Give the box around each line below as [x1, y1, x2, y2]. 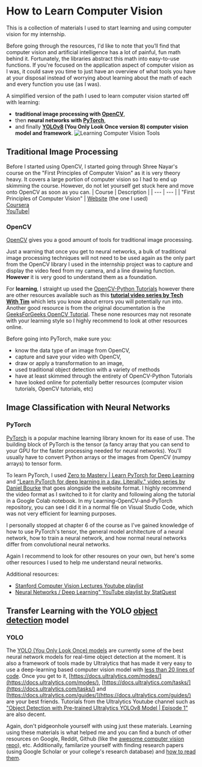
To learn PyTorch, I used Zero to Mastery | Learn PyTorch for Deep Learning [6, 471, 195, 479]
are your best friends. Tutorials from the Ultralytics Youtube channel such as [6, 698, 195, 705]
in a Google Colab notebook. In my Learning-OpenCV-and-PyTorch [6, 497, 173, 504]
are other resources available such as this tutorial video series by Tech [6, 292, 183, 299]
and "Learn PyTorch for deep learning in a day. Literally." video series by [6, 478, 185, 485]
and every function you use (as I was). [6, 80, 101, 88]
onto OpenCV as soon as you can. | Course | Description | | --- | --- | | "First [6, 188, 195, 196]
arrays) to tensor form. [6, 460, 63, 467]
